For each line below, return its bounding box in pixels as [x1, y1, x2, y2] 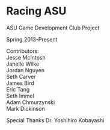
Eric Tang [6, 85, 30, 93]
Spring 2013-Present [6, 36, 58, 43]
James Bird [6, 79, 34, 87]
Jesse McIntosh [6, 54, 46, 61]
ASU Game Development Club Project [6, 24, 100, 31]
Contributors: [6, 47, 39, 55]
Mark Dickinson [6, 105, 45, 112]
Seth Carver [6, 73, 36, 80]
